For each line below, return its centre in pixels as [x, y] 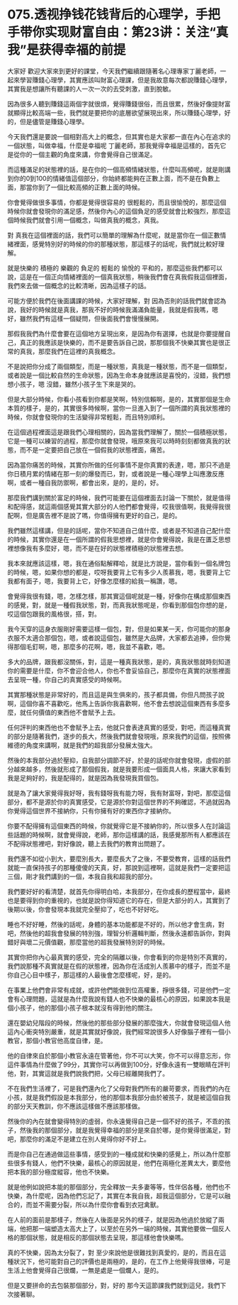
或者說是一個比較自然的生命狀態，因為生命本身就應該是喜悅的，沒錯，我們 [116, 375]
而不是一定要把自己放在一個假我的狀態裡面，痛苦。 [94, 450]
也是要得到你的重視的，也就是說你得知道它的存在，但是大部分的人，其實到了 [119, 900]
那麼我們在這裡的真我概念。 [78, 351]
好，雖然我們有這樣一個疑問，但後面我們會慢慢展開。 [85, 318]
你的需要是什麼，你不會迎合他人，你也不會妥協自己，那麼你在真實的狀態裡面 [119, 671]
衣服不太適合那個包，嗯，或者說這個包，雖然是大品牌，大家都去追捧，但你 [116, 638]
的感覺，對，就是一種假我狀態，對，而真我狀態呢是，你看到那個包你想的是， [119, 605]
